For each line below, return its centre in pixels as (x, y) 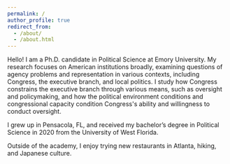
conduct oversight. (34, 112)
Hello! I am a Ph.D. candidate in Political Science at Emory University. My (112, 59)
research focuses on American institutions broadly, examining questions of (115, 67)
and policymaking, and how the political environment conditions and (106, 97)
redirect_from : (29, 27)
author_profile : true (39, 20)
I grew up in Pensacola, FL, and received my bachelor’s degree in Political (113, 125)
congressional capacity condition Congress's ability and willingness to (109, 104)
